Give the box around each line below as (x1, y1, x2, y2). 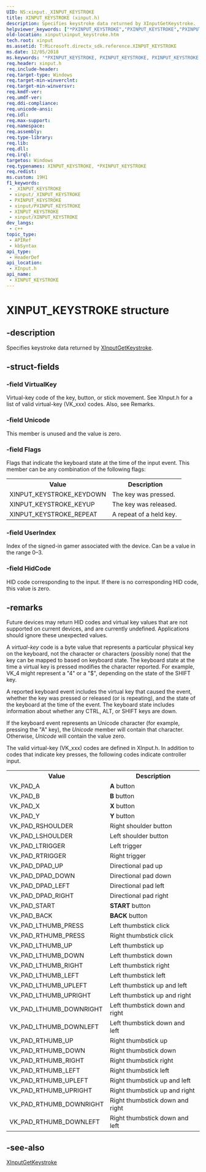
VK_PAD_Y (9, 812, 40, 821)
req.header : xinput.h (6, 60, 62, 66)
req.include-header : (6, 66, 59, 72)
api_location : (6, 260, 43, 266)
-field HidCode (6, 564, 51, 573)
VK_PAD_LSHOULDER (9, 832, 73, 840)
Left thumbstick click (109, 921, 170, 930)
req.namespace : (6, 123, 45, 129)
